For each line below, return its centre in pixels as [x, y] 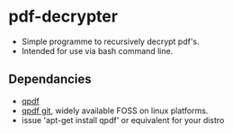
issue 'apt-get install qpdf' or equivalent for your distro [123, 120]
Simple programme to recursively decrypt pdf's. [110, 41]
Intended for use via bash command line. [97, 50]
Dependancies [50, 80]
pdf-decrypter [63, 17]
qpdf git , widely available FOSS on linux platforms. [115, 111]
